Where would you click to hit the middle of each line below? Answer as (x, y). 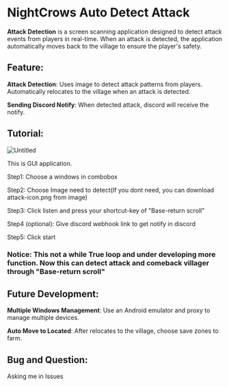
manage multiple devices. (43, 318)
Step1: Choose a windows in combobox (63, 177)
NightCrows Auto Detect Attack (98, 13)
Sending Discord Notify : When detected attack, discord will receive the (108, 105)
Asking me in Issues (35, 376)
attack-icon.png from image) (47, 197)
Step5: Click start (31, 237)
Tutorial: (26, 134)
